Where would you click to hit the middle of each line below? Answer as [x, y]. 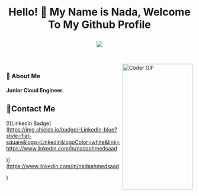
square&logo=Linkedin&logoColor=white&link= [63, 142]
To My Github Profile [99, 25]
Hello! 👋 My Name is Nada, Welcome [99, 12]
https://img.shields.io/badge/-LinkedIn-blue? [62, 129]
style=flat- [19, 136]
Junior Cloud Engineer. [35, 90]
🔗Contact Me [31, 109]
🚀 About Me [23, 76]
